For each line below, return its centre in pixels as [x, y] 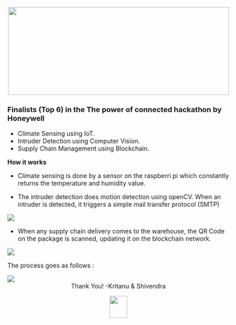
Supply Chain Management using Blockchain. [83, 148]
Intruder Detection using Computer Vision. [79, 141]
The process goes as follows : [51, 266]
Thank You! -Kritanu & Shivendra [118, 286]
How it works [27, 162]
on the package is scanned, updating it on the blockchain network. [114, 238]
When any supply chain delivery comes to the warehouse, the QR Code [121, 231]
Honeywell [26, 118]
